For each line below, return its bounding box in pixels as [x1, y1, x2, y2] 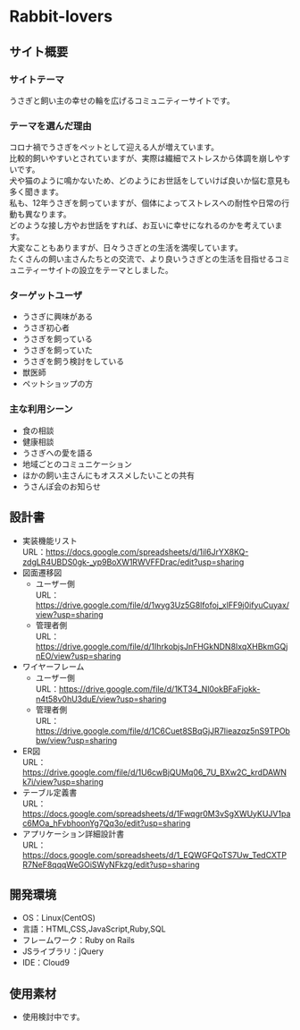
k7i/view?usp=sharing [21, 776, 104, 787]
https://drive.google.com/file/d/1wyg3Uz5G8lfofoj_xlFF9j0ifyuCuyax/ [35, 600, 290, 610]
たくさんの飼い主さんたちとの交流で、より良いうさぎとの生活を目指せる [9, 253, 275, 265]
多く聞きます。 [9, 186, 64, 198]
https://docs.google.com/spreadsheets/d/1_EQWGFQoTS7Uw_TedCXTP [21, 849, 287, 860]
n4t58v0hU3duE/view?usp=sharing [35, 694, 167, 704]
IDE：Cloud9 [21, 958, 70, 968]
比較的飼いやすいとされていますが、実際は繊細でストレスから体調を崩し [9, 153, 275, 164]
